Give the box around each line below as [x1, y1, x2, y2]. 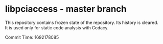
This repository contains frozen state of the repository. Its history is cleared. [5, 20, 158, 25]
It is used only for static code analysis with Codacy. [5, 24, 109, 30]
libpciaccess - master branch [5, 3, 127, 15]
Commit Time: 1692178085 [5, 34, 59, 40]
